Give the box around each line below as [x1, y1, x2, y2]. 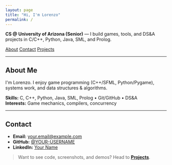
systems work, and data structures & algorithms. [5, 85, 107, 91]
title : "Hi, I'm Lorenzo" [5, 12, 60, 17]
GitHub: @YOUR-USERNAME [12, 139, 75, 145]
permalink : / [5, 17, 33, 22]
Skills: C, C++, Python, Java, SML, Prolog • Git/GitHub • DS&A [5, 95, 138, 101]
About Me [5, 66, 37, 75]
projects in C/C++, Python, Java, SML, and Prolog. [5, 36, 112, 42]
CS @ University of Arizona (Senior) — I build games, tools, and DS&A [5, 31, 155, 37]
